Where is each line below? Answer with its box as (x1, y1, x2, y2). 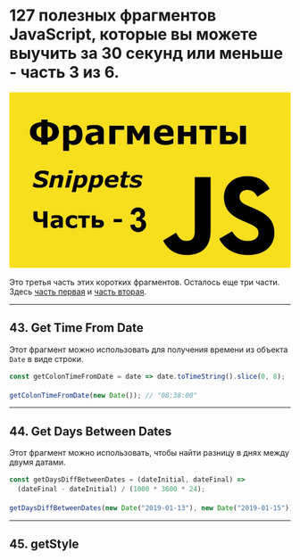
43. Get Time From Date (9, 320, 145, 335)
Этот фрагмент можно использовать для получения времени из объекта (9, 344, 288, 355)
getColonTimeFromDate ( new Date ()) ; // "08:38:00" (9, 391, 198, 399)
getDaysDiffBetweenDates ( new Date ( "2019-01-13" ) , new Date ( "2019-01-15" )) (9, 503, 294, 513)
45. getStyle (9, 537, 79, 552)
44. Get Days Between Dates (9, 424, 172, 439)
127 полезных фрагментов (9, 5, 217, 26)
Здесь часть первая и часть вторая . (9, 286, 147, 297)
